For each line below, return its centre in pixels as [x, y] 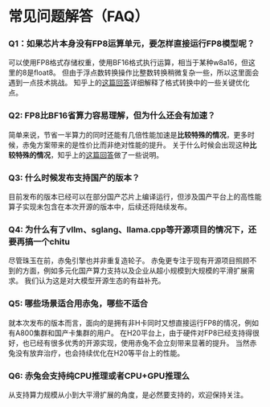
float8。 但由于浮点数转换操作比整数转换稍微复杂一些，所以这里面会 [146, 72]
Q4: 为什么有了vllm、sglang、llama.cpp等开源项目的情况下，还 [133, 230]
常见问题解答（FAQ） [79, 16]
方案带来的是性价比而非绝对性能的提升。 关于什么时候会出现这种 [143, 145]
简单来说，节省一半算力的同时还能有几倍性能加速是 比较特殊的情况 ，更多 [128, 134]
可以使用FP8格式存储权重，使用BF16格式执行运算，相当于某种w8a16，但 [129, 63]
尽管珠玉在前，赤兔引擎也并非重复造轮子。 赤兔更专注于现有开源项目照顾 [129, 261]
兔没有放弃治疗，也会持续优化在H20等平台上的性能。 [96, 353]
